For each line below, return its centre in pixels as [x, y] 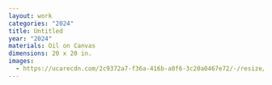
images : [21, 62]
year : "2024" [30, 38]
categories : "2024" [41, 23]
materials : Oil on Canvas [52, 46]
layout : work [30, 16]
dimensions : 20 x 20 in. [50, 53]
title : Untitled [36, 31]
